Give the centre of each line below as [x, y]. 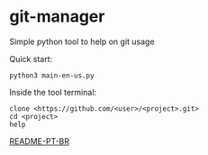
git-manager [57, 17]
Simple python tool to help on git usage [82, 41]
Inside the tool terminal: [53, 92]
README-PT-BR [40, 141]
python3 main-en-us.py [52, 75]
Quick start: [31, 59]
